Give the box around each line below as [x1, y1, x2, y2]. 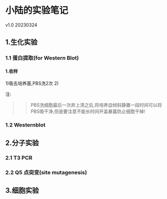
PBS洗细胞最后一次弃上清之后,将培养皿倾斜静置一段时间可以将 [30, 102, 162, 108]
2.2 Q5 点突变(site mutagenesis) [5, 169, 87, 176]
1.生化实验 [5, 38, 38, 46]
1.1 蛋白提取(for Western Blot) [5, 55, 79, 62]
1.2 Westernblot [5, 121, 46, 129]
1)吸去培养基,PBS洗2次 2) [5, 80, 59, 87]
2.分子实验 [5, 138, 39, 147]
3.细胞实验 [5, 186, 39, 194]
